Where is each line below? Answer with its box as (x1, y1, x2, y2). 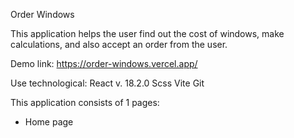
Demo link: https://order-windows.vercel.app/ (10, 58, 198, 69)
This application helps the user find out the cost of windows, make (10, 28, 285, 39)
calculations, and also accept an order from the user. (10, 39, 228, 50)
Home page (24, 116, 74, 128)
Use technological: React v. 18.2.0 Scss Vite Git (10, 77, 205, 89)
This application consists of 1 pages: (10, 97, 160, 108)
